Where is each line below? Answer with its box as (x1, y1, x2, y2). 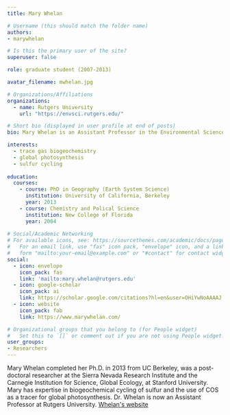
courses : (13, 180, 38, 187)
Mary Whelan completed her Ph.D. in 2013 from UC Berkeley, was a (7, 364, 197, 372)
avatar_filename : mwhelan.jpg (7, 79, 94, 86)
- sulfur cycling (13, 161, 63, 167)
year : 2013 (25, 199, 57, 206)
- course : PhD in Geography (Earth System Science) (19, 186, 170, 193)
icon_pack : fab (19, 307, 63, 314)
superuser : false (7, 54, 57, 61)
